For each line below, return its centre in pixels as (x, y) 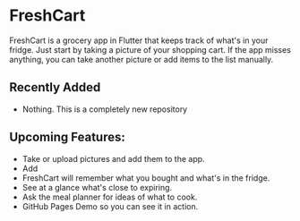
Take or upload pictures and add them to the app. (113, 158)
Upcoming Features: (67, 137)
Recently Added (55, 87)
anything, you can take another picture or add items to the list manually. (141, 59)
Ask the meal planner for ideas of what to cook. (110, 197)
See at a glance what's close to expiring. (97, 187)
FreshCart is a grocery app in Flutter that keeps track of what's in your (139, 40)
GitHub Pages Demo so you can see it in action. (110, 206)
